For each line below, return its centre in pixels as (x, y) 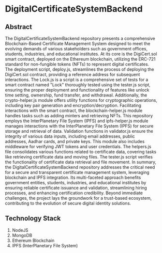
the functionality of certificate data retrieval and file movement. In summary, (81, 162)
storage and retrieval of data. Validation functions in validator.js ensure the (79, 131)
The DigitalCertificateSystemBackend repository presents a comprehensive (80, 38)
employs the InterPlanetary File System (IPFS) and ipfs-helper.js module (77, 121)
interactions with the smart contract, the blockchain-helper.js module (74, 111)
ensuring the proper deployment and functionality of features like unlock (77, 90)
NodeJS (20, 230)
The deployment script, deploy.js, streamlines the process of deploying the (80, 69)
